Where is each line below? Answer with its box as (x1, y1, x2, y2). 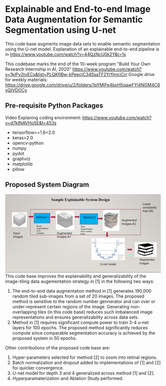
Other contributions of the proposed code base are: (5, 344, 110, 350)
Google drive (128, 71, 155, 77)
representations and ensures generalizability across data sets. (12, 314, 139, 320)
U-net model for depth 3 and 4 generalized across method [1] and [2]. (12, 370, 155, 376)
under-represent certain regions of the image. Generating (12, 303, 130, 309)
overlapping (12, 309, 37, 315)
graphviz (12, 156, 31, 162)
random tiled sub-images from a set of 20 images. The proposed (12, 293, 145, 299)
